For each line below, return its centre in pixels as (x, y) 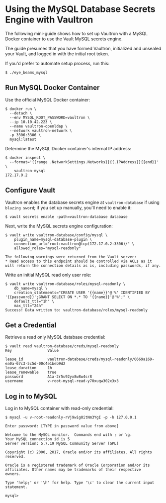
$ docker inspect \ (25, 158)
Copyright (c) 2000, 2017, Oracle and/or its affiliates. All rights (79, 452)
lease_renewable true (31, 372)
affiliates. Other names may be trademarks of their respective (73, 470)
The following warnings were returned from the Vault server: (71, 257)
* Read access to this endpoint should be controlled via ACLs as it (79, 261)
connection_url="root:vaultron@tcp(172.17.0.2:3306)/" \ (74, 244)
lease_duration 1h (29, 368)
